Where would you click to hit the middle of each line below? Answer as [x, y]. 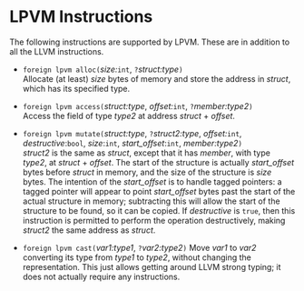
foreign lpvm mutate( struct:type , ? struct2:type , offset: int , [132, 133]
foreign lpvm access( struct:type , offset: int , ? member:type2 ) [137, 105]
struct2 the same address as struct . [89, 230]
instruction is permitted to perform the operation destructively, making [154, 220]
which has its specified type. [76, 88]
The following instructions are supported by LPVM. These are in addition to [150, 42]
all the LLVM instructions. [57, 51]
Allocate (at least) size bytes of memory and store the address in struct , [157, 78]
